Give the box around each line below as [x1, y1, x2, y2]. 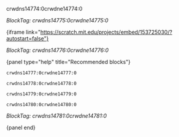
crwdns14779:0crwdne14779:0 [6, 91, 77, 97]
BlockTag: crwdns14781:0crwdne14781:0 [6, 112, 107, 119]
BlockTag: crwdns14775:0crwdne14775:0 [6, 17, 108, 24]
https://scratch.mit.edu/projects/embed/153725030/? [40, 28, 173, 36]
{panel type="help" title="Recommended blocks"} [6, 59, 131, 65]
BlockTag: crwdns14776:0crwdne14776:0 [6, 46, 109, 54]
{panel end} [6, 124, 36, 131]
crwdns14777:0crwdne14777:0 [6, 70, 77, 76]
